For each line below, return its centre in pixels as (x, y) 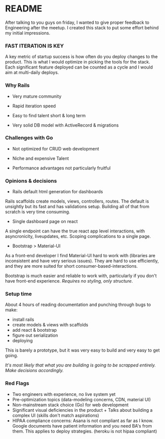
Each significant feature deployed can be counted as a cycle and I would (79, 67)
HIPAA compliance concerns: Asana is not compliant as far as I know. (83, 421)
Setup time (19, 294)
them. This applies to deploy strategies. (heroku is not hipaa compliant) (84, 431)
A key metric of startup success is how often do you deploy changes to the (82, 57)
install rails (23, 320)
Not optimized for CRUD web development (56, 148)
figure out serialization (35, 335)
